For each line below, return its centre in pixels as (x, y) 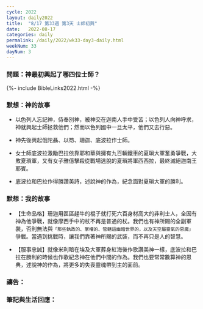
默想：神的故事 (28, 105)
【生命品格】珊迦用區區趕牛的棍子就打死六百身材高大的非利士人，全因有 (106, 213)
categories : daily (30, 35)
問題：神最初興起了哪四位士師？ (53, 74)
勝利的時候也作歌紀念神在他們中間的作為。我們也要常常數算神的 (106, 257)
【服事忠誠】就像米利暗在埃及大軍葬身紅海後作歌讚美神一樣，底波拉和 (103, 249)
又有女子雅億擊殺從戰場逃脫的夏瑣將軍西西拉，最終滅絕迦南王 (119, 161)
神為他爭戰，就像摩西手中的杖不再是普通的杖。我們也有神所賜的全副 (101, 221)
